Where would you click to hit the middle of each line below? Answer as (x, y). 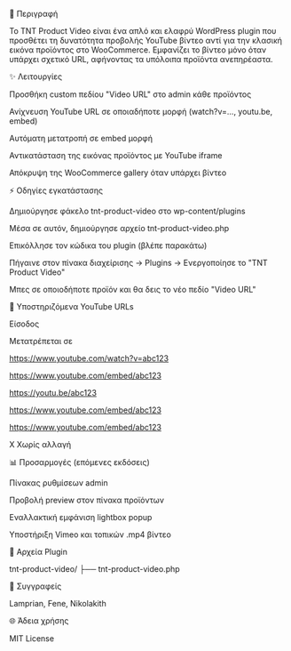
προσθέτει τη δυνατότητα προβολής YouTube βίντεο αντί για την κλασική (145, 40)
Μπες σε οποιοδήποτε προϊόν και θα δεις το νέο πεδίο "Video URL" (133, 289)
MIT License (32, 639)
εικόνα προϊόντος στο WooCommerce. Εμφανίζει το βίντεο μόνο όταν (138, 50)
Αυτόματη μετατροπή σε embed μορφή (81, 138)
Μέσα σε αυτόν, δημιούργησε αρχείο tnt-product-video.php (119, 228)
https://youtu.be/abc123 (53, 393)
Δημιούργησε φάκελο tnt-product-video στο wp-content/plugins (127, 211)
